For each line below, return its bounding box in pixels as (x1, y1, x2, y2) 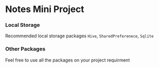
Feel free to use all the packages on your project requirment (5, 57, 130, 63)
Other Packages (5, 45, 45, 52)
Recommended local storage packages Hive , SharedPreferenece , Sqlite (5, 33, 154, 39)
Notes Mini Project (5, 4, 84, 15)
